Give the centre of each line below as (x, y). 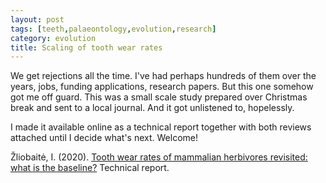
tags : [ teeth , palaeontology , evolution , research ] (113, 29)
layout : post (37, 19)
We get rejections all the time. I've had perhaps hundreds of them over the (163, 76)
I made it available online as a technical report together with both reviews (161, 127)
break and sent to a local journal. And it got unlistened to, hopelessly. (152, 108)
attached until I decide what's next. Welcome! (104, 138)
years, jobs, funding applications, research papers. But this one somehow (162, 87)
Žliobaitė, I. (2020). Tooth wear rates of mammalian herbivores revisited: (159, 157)
